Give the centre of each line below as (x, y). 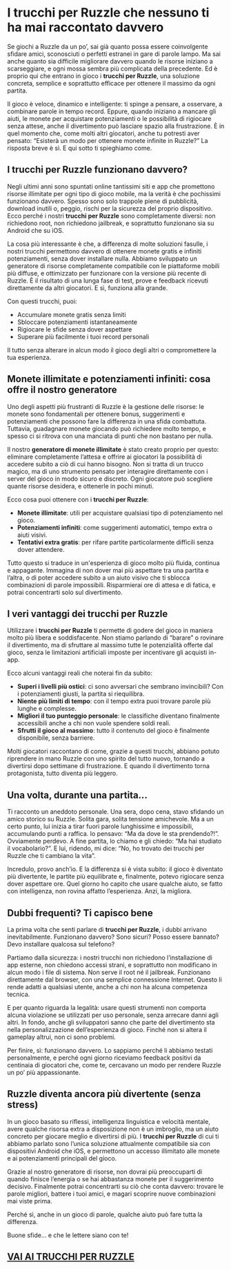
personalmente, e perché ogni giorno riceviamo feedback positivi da (104, 1058)
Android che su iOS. (36, 230)
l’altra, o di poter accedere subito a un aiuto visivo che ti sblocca (99, 578)
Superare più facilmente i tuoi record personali (83, 336)
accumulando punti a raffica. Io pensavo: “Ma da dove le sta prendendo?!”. (113, 834)
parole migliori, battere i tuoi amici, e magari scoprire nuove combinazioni (111, 1194)
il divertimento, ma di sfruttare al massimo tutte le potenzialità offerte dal (110, 645)
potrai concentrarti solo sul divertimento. (65, 592)
